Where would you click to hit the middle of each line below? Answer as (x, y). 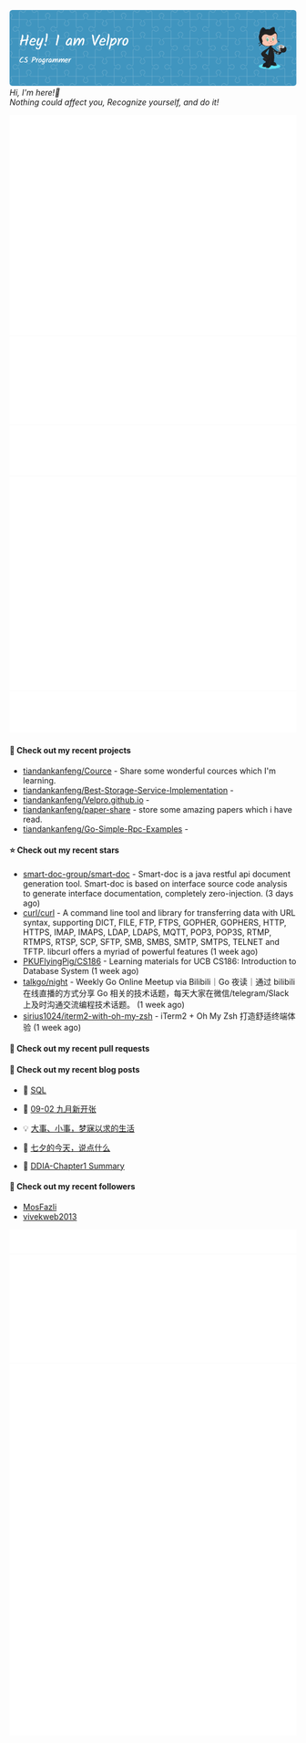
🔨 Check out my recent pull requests (80, 1049)
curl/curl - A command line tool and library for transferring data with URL (159, 912)
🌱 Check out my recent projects (71, 750)
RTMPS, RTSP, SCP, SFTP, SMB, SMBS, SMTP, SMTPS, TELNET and (151, 941)
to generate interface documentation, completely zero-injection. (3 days (158, 893)
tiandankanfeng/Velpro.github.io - (86, 800)
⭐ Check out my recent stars (65, 850)
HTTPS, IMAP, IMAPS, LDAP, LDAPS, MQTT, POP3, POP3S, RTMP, (147, 932)
